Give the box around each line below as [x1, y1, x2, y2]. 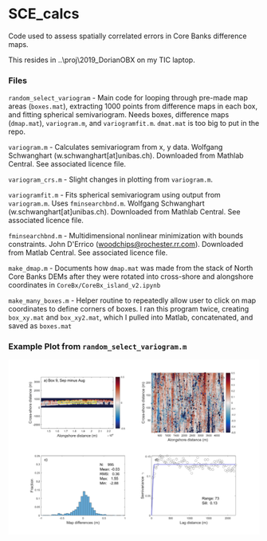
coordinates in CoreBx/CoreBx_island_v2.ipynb [8, 280, 161, 290]
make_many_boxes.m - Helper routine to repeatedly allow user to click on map [8, 296, 257, 305]
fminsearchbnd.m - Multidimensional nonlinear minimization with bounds [8, 231, 244, 241]
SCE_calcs [8, 5, 80, 23]
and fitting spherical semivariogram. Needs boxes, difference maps [8, 110, 230, 120]
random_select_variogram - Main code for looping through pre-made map [8, 93, 249, 103]
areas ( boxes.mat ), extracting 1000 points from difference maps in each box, [8, 101, 258, 112]
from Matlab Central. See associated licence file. [8, 248, 168, 257]
